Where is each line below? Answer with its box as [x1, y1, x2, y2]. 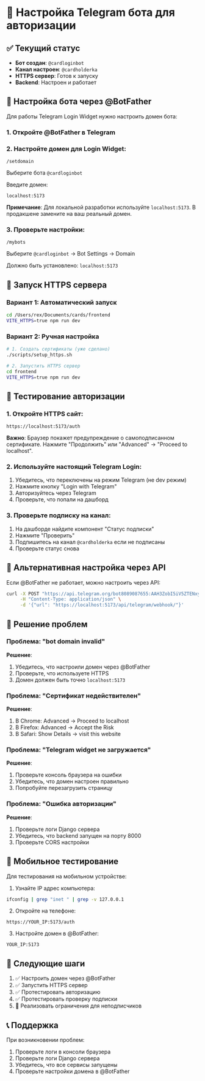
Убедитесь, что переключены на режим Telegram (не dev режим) [15, 476, 187, 484]
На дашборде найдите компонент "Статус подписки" [15, 525, 154, 533]
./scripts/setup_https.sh [6, 352, 72, 358]
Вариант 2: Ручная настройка [6, 332, 99, 341]
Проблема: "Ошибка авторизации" [6, 800, 117, 808]
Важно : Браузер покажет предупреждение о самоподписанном [6, 434, 175, 442]
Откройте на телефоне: [15, 907, 76, 915]
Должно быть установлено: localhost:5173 [6, 262, 118, 269]
